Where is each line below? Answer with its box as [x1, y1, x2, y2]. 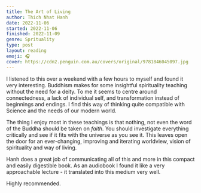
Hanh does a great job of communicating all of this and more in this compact [6, 155, 195, 163]
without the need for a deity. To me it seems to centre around [6, 88, 157, 95]
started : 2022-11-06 [6, 25, 58, 32]
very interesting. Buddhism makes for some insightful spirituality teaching [6, 81, 187, 88]
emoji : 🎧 [6, 53, 31, 59]
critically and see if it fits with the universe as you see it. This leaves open [6, 131, 188, 138]
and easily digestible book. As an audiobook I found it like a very [6, 162, 165, 169]
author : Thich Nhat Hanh [6, 14, 68, 20]
